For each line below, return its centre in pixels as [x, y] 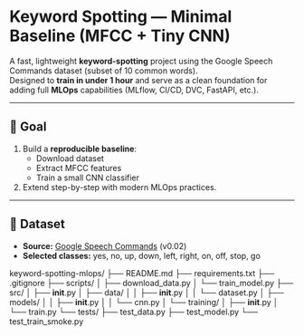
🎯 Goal [28, 127]
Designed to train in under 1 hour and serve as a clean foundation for [138, 80]
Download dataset [70, 158]
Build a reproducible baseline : [80, 149]
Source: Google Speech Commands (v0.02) [104, 245]
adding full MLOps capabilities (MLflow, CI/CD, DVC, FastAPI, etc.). [134, 90]
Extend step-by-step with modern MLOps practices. [119, 187]
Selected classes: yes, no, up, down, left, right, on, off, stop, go [141, 255]
